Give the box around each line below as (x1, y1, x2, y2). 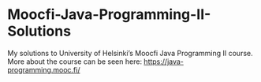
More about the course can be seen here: (7, 57, 143, 66)
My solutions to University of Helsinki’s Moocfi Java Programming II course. (7, 48, 253, 58)
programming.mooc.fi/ (7, 65, 80, 74)
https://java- (144, 57, 185, 66)
